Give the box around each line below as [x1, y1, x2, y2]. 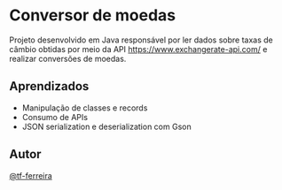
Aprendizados [9, 79, 90, 94]
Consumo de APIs [21, 111, 89, 122]
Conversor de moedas [9, 5, 176, 26]
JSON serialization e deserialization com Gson [21, 121, 192, 132]
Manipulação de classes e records [21, 103, 148, 113]
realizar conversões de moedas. [9, 53, 127, 64]
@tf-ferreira [9, 170, 53, 181]
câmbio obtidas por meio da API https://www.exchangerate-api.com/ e [9, 43, 268, 54]
